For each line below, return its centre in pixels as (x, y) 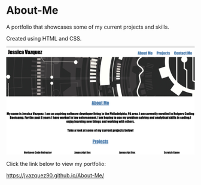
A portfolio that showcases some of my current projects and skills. (88, 27)
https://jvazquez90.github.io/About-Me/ (55, 175)
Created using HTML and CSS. (44, 38)
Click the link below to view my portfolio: (56, 164)
